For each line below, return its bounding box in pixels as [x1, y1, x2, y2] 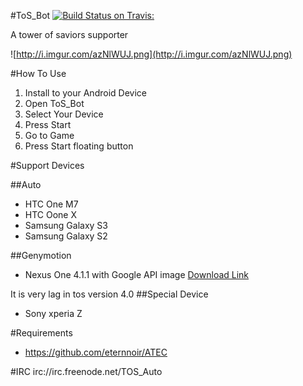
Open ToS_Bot [24, 98, 85, 109]
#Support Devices [10, 160, 85, 171]
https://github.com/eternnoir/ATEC [24, 346, 168, 358]
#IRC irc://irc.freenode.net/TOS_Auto [10, 366, 163, 377]
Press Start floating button [24, 140, 134, 152]
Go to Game [24, 130, 75, 141]
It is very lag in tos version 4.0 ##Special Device [10, 288, 209, 300]
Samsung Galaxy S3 [24, 220, 109, 231]
